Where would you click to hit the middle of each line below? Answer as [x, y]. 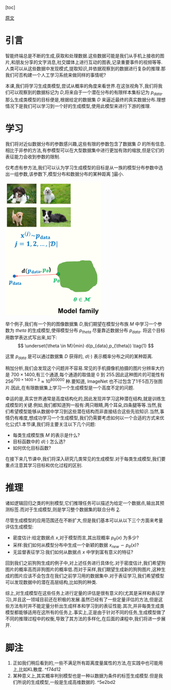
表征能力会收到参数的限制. [33, 156]
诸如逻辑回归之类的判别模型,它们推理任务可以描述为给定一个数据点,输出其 [83, 503]
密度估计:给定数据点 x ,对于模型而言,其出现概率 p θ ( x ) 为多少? [76, 538]
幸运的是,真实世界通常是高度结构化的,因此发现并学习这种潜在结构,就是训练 [83, 398]
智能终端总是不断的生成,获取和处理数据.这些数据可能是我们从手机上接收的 [83, 55]
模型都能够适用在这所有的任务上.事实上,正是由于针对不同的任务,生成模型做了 [86, 613]
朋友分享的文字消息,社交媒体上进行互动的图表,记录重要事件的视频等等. [89, 62]
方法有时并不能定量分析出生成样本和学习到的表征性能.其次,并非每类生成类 [87, 606]
